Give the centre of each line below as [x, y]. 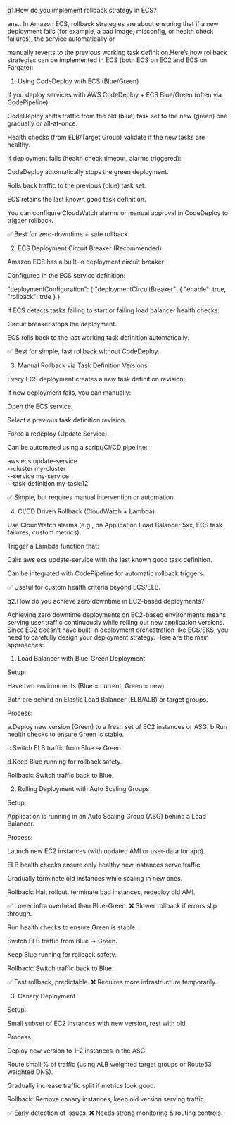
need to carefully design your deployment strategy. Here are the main [108, 637]
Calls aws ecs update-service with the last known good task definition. [110, 560]
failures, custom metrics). [44, 532]
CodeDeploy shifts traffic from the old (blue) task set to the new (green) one [118, 116]
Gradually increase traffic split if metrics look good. [82, 1086]
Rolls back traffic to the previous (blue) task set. [77, 185]
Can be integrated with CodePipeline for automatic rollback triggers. [106, 573]
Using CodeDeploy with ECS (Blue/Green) [78, 81]
